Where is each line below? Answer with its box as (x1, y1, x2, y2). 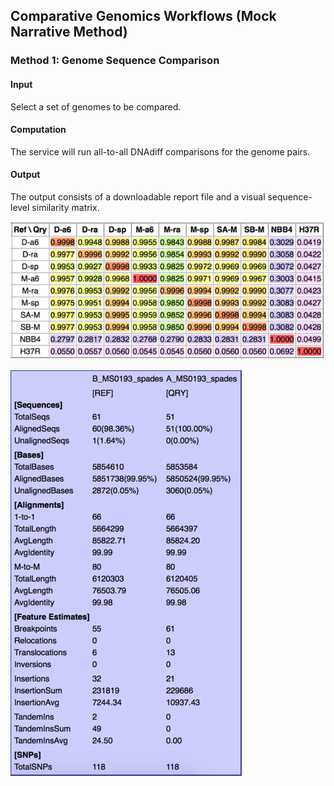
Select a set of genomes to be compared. (10, 100, 182, 113)
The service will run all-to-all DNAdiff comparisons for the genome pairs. (10, 145, 311, 158)
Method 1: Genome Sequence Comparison (10, 54, 220, 68)
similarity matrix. (31, 201, 100, 213)
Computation (10, 124, 67, 136)
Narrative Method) (10, 24, 128, 41)
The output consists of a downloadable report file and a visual (10, 190, 266, 203)
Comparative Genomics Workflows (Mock (10, 8, 277, 25)
